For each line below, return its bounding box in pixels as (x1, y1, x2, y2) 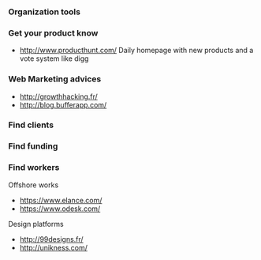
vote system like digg (19, 54, 89, 63)
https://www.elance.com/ (19, 195, 103, 205)
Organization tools (8, 6, 81, 17)
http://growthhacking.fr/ (19, 92, 99, 101)
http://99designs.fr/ (19, 234, 84, 243)
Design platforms (8, 219, 65, 228)
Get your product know (8, 27, 99, 38)
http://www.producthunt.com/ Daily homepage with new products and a (19, 46, 254, 55)
